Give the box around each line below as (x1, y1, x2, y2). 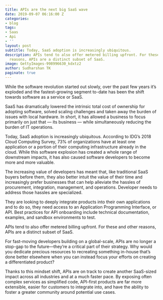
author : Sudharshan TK (5, 66, 51, 71)
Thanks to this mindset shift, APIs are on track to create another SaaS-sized (5, 268, 157, 274)
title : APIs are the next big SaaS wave (5, 7, 88, 12)
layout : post (5, 43, 32, 48)
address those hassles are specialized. (5, 189, 82, 195)
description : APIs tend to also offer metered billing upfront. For (5, 52, 147, 57)
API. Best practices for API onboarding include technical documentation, (5, 209, 149, 215)
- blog (5, 20, 18, 26)
